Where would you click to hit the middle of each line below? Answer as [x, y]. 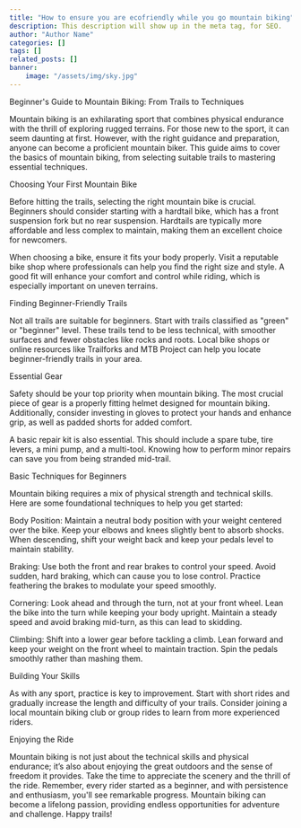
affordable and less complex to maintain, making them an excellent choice [146, 230]
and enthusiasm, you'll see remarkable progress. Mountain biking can [138, 795]
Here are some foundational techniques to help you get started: [126, 503]
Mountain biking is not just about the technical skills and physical [129, 756]
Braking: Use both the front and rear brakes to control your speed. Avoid [142, 566]
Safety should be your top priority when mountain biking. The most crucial [146, 393]
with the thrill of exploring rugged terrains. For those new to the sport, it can [149, 128]
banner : [24, 68]
